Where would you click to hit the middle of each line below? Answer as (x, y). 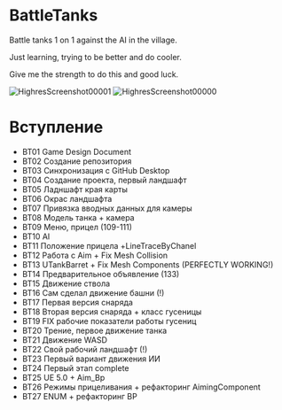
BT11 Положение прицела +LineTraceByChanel (109, 245)
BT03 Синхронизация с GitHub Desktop (96, 170)
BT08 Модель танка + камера (78, 217)
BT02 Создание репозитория (77, 161)
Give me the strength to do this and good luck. (94, 74)
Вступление (56, 127)
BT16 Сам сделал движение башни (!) (93, 292)
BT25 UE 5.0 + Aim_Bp (63, 377)
